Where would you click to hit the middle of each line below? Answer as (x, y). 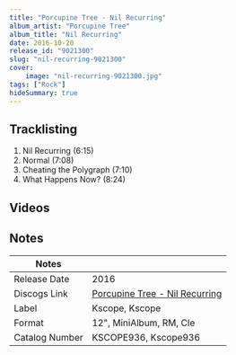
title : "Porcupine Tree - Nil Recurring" (88, 18)
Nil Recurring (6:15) (58, 151)
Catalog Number (48, 337)
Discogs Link (41, 293)
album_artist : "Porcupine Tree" (70, 26)
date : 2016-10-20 (42, 43)
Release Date (42, 279)
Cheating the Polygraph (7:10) (77, 170)
